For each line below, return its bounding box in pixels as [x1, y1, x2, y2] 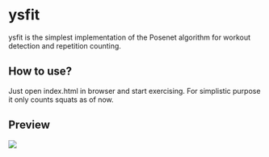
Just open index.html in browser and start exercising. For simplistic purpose [8, 86, 261, 95]
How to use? [8, 65, 73, 78]
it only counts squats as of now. [8, 95, 114, 104]
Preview [8, 118, 51, 132]
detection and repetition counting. [8, 40, 121, 50]
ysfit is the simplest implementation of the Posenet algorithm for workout [8, 32, 251, 42]
